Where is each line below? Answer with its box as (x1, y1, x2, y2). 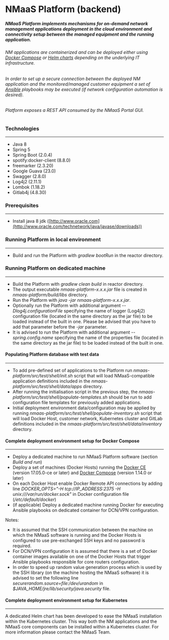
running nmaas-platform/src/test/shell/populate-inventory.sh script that (12, 410, 162, 416)
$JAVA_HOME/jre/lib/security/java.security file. (12, 586, 111, 592)
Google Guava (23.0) (12, 168, 56, 174)
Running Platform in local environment (5, 236, 101, 243)
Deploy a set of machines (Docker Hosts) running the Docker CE (12, 465, 146, 471)
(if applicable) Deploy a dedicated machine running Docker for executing (12, 502, 163, 508)
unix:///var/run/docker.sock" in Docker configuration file (12, 491, 129, 497)
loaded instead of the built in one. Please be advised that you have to (12, 318, 156, 325)
